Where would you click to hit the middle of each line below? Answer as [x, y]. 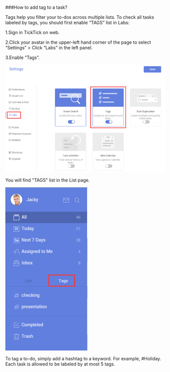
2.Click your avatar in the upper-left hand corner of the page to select [78, 42]
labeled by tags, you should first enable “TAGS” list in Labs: [67, 23]
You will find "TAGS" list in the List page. [48, 180]
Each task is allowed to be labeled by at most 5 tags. [60, 364]
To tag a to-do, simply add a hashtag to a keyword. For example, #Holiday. [83, 359]
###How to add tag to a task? [36, 7]
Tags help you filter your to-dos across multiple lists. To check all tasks [80, 17]
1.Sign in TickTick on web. [33, 32]
